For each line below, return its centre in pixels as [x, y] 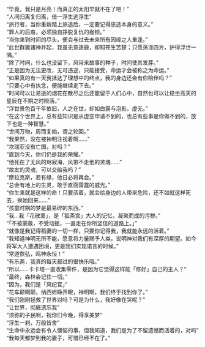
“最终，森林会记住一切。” [37, 277]
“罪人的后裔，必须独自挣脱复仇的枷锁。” [56, 32]
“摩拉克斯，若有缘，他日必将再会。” [50, 177]
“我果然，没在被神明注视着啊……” [48, 139]
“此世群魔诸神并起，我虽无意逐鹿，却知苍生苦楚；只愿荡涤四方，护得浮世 [99, 47]
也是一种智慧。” [30, 124]
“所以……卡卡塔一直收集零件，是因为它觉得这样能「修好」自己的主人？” [96, 269]
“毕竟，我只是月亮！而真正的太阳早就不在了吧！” [68, 9]
